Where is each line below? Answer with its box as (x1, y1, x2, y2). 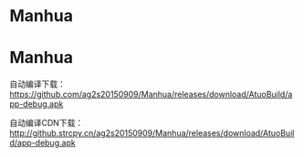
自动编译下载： (9, 78, 66, 89)
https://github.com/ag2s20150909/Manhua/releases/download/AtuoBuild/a (9, 89, 293, 100)
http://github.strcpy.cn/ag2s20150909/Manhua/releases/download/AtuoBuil (9, 128, 295, 139)
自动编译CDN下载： (9, 118, 84, 129)
